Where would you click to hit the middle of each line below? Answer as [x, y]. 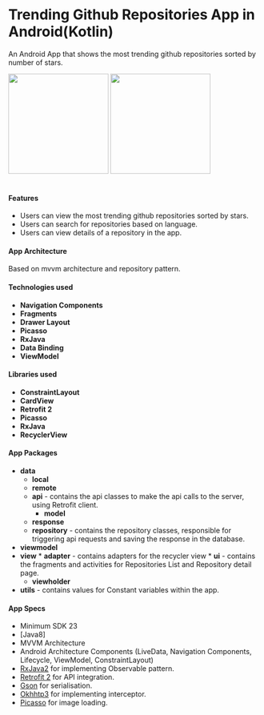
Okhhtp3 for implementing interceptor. [83, 694]
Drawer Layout [45, 322]
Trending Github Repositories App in [132, 15]
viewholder [51, 581]
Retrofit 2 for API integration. [67, 677]
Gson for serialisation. [56, 685]
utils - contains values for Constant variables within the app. [120, 589]
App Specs [27, 608]
